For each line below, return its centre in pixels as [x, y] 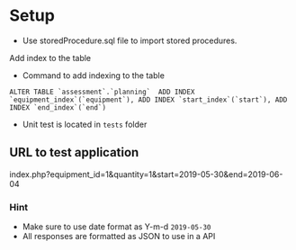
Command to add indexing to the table [93, 75]
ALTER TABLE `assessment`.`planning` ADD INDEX [102, 92]
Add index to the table [50, 58]
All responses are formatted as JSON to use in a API [119, 237]
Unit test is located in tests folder [85, 124]
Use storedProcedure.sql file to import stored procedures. [130, 40]
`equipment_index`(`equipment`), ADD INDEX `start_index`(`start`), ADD [148, 100]
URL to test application [74, 152]
